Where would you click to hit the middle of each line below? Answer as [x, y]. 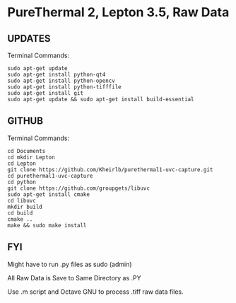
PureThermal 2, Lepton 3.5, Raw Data [118, 12]
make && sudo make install [47, 225]
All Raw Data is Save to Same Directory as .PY [74, 278]
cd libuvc [22, 200]
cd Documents [26, 151]
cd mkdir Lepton [31, 157]
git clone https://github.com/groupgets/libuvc [79, 188]
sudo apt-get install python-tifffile [64, 87]
